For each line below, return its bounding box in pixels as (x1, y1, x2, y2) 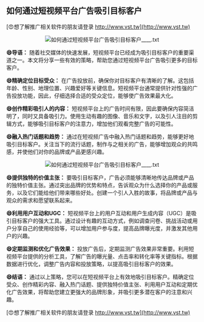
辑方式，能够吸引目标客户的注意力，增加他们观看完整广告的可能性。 (6, 120, 177, 127)
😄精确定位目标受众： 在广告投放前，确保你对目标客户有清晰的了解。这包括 (6, 76, 194, 84)
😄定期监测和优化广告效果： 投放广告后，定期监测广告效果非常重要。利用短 (6, 245, 194, 252)
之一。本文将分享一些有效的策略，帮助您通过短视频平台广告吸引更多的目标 (11, 56, 198, 64)
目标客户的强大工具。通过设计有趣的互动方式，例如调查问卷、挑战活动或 (11, 217, 192, 224)
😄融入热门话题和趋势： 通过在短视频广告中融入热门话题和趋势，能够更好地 (6, 133, 194, 140)
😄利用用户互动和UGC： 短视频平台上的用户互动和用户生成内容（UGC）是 (6, 209, 191, 216)
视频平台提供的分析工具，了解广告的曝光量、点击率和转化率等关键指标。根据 (6, 252, 198, 260)
